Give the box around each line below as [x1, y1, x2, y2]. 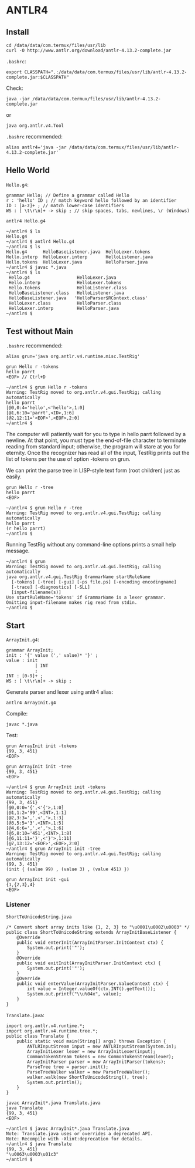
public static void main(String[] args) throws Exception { [16, 1038, 166, 1044]
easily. [6, 473, 22, 480]
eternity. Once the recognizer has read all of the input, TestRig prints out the [6, 449, 190, 456]
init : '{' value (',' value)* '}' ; [6, 653, 98, 659]
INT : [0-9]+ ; [6, 673, 43, 679]
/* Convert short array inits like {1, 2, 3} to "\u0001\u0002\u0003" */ [6, 924, 190, 930]
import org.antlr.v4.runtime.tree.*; [6, 1028, 98, 1034]
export [6, 69, 22, 75]
